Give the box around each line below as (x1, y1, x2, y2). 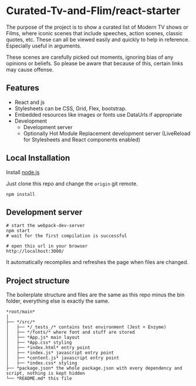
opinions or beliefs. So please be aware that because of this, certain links (6, 60, 184, 67)
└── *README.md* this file (6, 375, 72, 382)
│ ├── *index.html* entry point (6, 345, 91, 351)
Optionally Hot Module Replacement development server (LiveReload (23, 130, 191, 137)
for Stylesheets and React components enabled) (23, 136, 141, 143)
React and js (14, 99, 45, 106)
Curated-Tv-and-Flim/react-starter (6, 4, 181, 18)
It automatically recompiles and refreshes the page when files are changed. (6, 259, 189, 266)
